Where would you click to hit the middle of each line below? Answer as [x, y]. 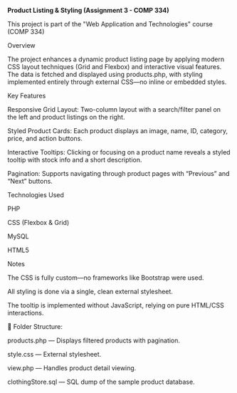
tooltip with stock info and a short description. [75, 160]
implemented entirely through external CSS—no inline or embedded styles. [117, 82]
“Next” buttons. [30, 181]
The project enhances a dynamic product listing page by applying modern [116, 59]
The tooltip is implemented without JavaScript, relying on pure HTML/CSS [116, 305]
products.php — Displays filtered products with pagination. [94, 340]
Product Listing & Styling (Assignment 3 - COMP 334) [88, 10]
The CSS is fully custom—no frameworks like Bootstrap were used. [106, 278]
